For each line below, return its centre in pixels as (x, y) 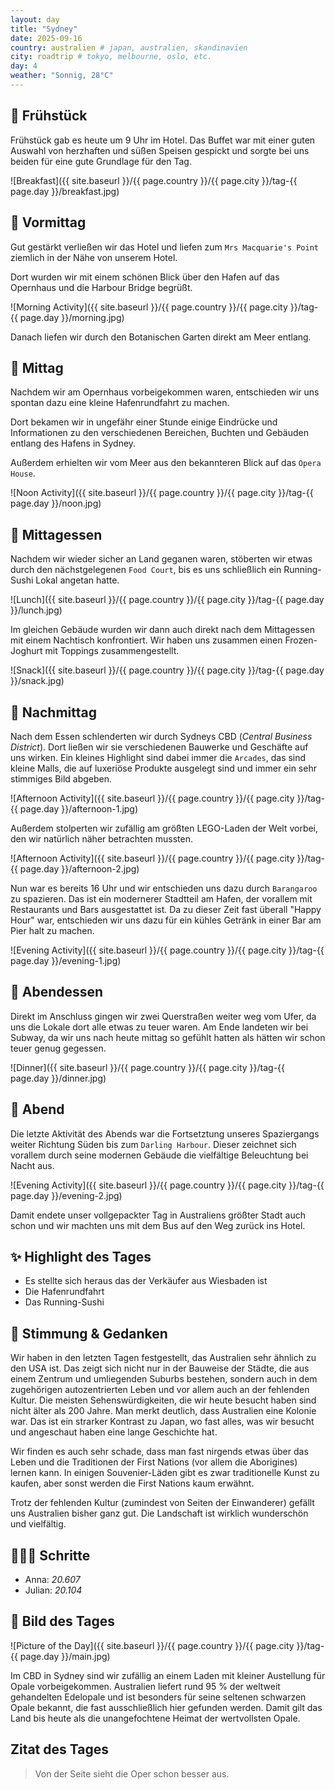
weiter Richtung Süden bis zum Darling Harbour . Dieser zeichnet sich (153, 1144)
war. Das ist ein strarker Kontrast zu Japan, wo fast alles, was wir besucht (162, 1422)
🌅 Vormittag (48, 222)
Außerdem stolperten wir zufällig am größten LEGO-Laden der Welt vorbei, (164, 828)
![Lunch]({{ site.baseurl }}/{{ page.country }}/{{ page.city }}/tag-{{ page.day (167, 600)
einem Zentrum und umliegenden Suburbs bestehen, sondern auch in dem (164, 1379)
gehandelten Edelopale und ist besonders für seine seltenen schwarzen (158, 1697)
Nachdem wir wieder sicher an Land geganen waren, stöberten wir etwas (161, 559)
